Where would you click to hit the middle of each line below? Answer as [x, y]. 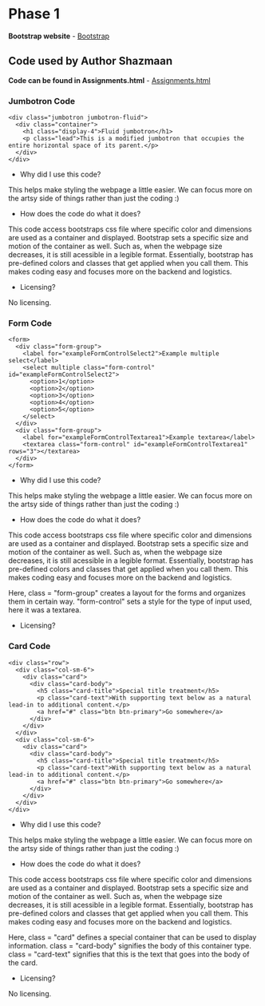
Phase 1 [34, 14]
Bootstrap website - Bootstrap [59, 36]
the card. [23, 962]
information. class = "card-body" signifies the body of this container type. [130, 945]
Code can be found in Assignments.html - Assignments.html [109, 80]
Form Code [30, 323]
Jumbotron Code [42, 101]
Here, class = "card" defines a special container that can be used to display [132, 937]
